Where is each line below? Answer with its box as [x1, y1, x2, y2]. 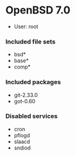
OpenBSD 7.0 [5, 4, 71, 17]
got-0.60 [13, 97, 36, 104]
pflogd [13, 131, 30, 138]
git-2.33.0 [13, 91, 38, 99]
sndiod [13, 144, 31, 151]
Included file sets [5, 38, 56, 46]
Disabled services [5, 112, 58, 120]
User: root [13, 23, 39, 30]
